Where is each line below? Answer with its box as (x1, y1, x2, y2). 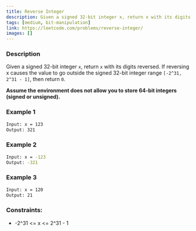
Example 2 (6, 140, 37, 149)
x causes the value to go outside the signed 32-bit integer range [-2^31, (6, 69, 182, 76)
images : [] (6, 31, 33, 36)
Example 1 (6, 108, 36, 116)
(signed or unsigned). (6, 93, 61, 101)
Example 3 (6, 173, 37, 182)
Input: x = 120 (6, 186, 44, 193)
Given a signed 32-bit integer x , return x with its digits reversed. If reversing (6, 63, 190, 71)
